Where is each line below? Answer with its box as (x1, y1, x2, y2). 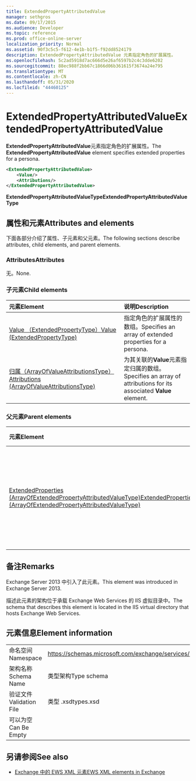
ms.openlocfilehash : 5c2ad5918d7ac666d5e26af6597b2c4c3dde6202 (6, 57, 163, 63)
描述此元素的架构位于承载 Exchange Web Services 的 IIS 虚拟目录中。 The (6, 597, 183, 604)
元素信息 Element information (6, 628, 113, 638)
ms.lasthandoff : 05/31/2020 (6, 80, 75, 85)
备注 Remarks (6, 562, 55, 572)
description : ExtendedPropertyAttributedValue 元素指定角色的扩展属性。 (6, 52, 176, 58)
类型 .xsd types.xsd (47, 697, 100, 706)
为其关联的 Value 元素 (124, 355, 181, 363)
